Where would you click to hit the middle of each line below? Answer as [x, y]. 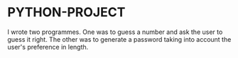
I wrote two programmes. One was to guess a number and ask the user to [115, 32]
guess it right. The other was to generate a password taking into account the [119, 39]
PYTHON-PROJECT [66, 12]
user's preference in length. [48, 47]
